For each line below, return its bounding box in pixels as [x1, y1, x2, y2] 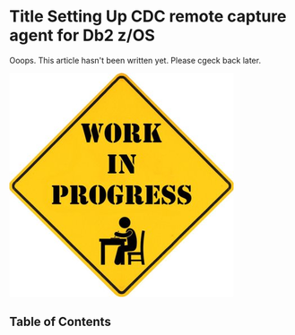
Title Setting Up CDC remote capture [9, 6, 287, 27]
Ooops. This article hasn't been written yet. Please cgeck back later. [9, 55, 262, 65]
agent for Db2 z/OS [9, 25, 155, 46]
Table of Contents [9, 314, 112, 330]
